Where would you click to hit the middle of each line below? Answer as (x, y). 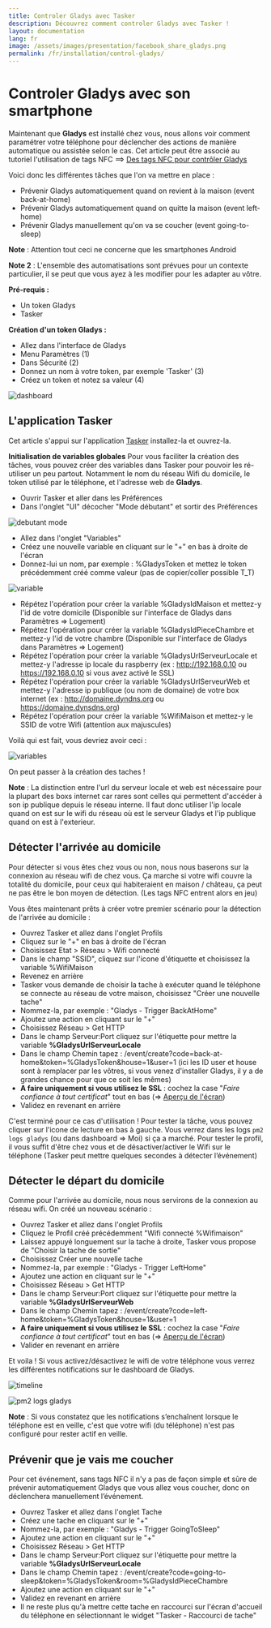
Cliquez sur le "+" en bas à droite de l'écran (93, 941)
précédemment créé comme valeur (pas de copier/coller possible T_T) (137, 572)
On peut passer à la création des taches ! (77, 771)
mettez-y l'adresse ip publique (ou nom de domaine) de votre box (129, 689)
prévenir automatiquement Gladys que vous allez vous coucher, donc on (129, 1488)
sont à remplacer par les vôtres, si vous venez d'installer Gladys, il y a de (142, 1071)
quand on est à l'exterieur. (52, 822)
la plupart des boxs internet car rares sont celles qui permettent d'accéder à (135, 796)
